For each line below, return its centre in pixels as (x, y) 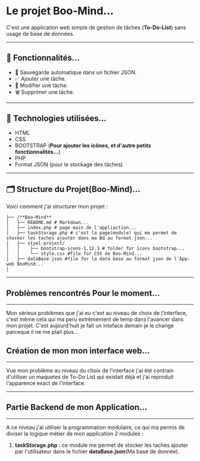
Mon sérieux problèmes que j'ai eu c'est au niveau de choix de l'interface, (97, 313)
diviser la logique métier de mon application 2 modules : (75, 433)
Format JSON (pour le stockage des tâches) (69, 164)
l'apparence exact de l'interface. (46, 383)
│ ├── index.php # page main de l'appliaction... (71, 228)
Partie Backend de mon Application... (77, 407)
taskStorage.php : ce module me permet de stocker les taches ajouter (101, 445)
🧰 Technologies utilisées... (57, 119)
